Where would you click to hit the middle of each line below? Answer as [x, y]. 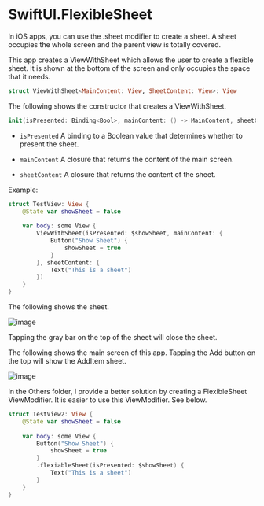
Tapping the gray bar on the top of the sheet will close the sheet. [113, 338]
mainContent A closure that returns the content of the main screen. [126, 159]
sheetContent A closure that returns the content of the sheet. [117, 174]
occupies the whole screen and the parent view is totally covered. [115, 44]
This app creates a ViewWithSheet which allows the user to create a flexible [131, 60]
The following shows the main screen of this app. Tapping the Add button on [132, 353]
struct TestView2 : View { [50, 415]
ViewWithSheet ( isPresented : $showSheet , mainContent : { [130, 234]
